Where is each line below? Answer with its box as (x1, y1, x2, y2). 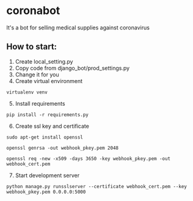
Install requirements (15, 100, 65, 107)
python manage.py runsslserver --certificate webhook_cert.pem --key (6, 183, 188, 189)
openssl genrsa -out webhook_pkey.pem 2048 (6, 145, 119, 151)
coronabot (6, 4, 60, 18)
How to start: (6, 42, 57, 52)
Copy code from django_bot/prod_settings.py (15, 64, 130, 71)
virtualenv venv (6, 89, 48, 95)
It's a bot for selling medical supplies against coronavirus (6, 24, 150, 31)
